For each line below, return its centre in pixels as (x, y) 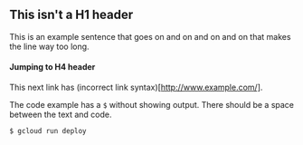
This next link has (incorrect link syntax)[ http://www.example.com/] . (136, 87)
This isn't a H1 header (71, 15)
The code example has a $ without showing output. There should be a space (151, 105)
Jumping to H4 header (52, 67)
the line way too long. (49, 46)
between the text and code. (61, 115)
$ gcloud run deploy (48, 131)
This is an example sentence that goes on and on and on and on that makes (150, 36)
